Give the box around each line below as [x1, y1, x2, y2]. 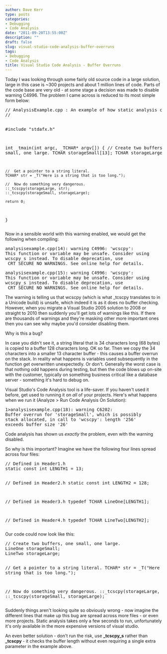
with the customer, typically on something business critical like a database [5, 372, 158, 378]
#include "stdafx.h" [5, 126, 56, 132]
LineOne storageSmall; [5, 546, 61, 552]
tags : [5, 49, 16, 54]
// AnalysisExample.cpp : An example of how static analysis [5, 107, 158, 113]
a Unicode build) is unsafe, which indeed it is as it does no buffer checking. [5, 299, 159, 306]
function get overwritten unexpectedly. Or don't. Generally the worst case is [5, 361, 161, 367]
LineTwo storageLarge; [5, 551, 61, 557]
